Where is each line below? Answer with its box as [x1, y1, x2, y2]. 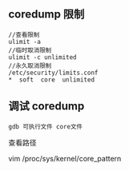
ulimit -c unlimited [8, 53, 78, 62]
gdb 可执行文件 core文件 [8, 122, 83, 130]
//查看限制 [8, 30, 40, 38]
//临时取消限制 [8, 46, 52, 54]
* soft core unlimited [8, 75, 95, 84]
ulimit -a [8, 38, 42, 46]
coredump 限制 [8, 7, 85, 22]
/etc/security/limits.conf [8, 69, 99, 77]
